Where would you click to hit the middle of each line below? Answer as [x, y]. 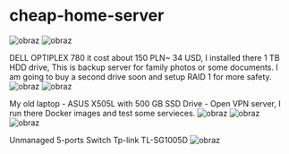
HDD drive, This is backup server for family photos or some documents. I [144, 67]
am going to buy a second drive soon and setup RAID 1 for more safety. [140, 76]
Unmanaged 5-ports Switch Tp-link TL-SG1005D [98, 140]
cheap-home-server [87, 16]
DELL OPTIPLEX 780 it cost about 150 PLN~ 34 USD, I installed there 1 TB [144, 57]
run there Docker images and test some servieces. [102, 113]
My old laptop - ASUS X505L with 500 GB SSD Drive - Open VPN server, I [145, 103]
